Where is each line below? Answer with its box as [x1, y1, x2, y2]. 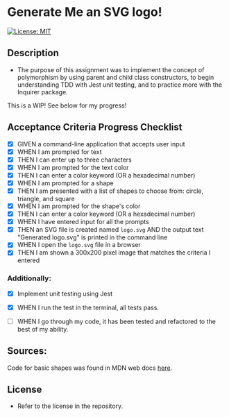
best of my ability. [17, 325, 69, 333]
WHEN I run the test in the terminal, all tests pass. [17, 303, 160, 312]
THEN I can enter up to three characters [17, 155, 132, 164]
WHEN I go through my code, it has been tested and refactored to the [17, 317, 217, 325]
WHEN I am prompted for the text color [17, 163, 130, 171]
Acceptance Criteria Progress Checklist [7, 121, 183, 133]
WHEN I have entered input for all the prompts [17, 218, 149, 226]
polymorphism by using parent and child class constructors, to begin [17, 73, 214, 81]
